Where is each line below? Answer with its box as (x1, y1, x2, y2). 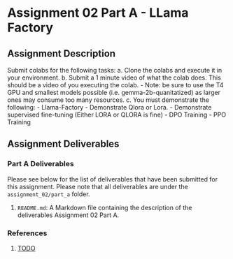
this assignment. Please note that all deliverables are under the (7, 182, 189, 191)
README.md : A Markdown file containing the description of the (17, 203, 192, 212)
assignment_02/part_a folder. (7, 190, 90, 198)
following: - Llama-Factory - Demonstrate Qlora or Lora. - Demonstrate (7, 103, 212, 111)
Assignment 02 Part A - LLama (7, 5, 189, 21)
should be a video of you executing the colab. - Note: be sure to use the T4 (7, 81, 224, 89)
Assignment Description (7, 47, 116, 59)
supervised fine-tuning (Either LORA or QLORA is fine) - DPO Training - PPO (7, 110, 226, 119)
